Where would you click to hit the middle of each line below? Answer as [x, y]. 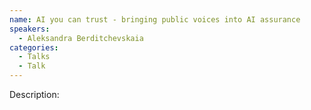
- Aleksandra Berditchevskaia [81, 38]
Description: [34, 94]
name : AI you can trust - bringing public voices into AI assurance [155, 19]
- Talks [34, 57]
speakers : [30, 29]
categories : [34, 47]
